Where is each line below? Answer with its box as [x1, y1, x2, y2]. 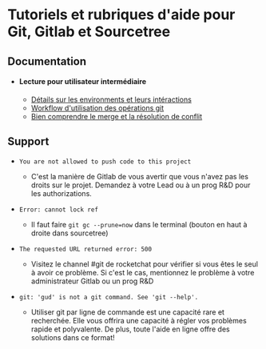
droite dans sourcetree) [30, 228, 109, 238]
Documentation [7, 54, 87, 68]
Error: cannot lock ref [18, 206, 99, 214]
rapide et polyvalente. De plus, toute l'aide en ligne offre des [30, 324, 230, 334]
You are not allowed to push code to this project [18, 158, 192, 166]
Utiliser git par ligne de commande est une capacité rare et [30, 307, 225, 317]
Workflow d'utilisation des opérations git [30, 102, 165, 113]
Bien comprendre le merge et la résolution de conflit [30, 111, 203, 121]
